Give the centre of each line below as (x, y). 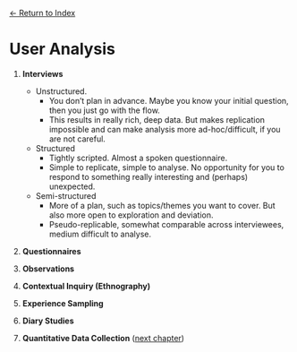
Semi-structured (66, 195)
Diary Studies (48, 321)
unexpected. (72, 186)
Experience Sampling (63, 303)
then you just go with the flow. (105, 110)
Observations (48, 269)
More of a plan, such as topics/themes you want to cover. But (162, 205)
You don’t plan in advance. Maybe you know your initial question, (169, 100)
